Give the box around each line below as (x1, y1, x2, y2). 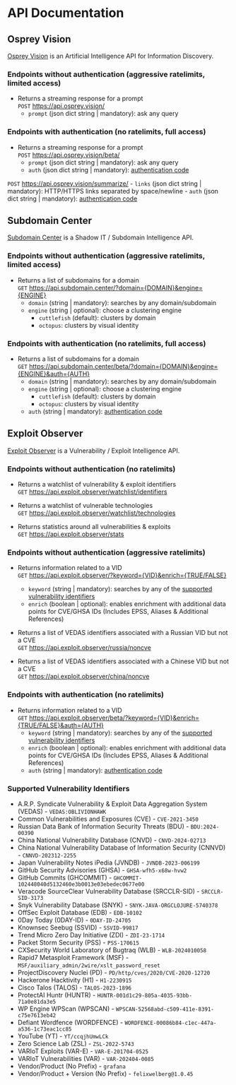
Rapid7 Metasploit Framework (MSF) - (17, 954, 129, 961)
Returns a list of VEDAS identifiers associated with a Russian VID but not (17, 629, 228, 637)
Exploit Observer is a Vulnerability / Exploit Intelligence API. (7, 446, 180, 455)
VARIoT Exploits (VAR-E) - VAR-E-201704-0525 (17, 1047, 149, 1055)
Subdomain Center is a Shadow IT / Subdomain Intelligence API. (7, 233, 194, 242)
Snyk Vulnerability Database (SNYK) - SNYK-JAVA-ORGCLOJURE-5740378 (17, 901, 218, 909)
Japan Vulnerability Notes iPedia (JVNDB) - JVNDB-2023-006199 (17, 858, 200, 867)
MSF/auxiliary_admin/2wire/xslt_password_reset (17, 962, 160, 969)
